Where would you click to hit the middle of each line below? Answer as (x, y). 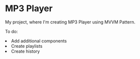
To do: (12, 31)
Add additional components (39, 41)
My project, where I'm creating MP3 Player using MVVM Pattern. (70, 22)
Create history (26, 51)
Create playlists (27, 46)
